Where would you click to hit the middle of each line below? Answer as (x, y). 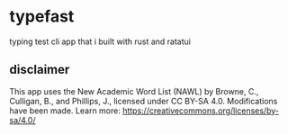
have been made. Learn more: (65, 111)
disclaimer (40, 70)
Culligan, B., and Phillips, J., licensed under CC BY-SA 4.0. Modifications (144, 101)
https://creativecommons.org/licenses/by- (201, 111)
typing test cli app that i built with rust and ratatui (100, 41)
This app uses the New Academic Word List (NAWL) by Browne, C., (134, 91)
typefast (42, 17)
